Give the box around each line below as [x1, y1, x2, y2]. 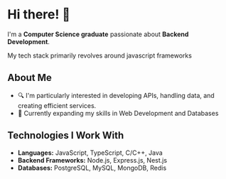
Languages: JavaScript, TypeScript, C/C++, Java [17, 148, 163, 157]
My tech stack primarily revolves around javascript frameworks [7, 51, 192, 60]
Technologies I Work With [7, 129, 124, 141]
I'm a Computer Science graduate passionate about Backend [7, 30, 189, 38]
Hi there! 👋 [7, 6, 71, 23]
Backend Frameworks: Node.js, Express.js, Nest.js [17, 156, 168, 164]
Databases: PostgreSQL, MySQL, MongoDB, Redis [17, 163, 167, 172]
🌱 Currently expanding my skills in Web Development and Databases [17, 109, 219, 117]
